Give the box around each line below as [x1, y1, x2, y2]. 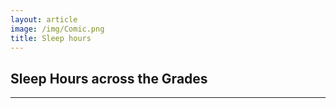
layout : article [10, 14, 78, 25]
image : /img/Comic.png [10, 24, 105, 34]
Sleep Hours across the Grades [10, 70, 208, 87]
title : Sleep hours [10, 33, 92, 43]
